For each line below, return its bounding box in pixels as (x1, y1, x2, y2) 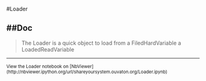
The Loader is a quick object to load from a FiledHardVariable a (21, 39, 181, 47)
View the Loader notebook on (6, 63, 69, 69)
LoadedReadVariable (21, 45, 75, 53)
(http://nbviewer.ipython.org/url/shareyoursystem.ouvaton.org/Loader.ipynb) (6, 69, 167, 75)
